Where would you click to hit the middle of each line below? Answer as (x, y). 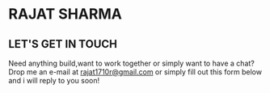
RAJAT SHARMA (65, 14)
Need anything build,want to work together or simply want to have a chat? (131, 63)
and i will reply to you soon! (54, 80)
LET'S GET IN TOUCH (63, 44)
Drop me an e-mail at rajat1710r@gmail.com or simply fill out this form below (135, 72)
